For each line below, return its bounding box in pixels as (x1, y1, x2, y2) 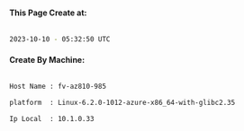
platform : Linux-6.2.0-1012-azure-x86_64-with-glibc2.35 (9, 99, 236, 108)
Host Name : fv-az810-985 (9, 82, 106, 92)
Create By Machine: (9, 54, 86, 65)
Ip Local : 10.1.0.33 (9, 115, 95, 124)
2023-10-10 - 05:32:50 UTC (9, 35, 111, 44)
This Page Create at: (9, 7, 87, 18)
